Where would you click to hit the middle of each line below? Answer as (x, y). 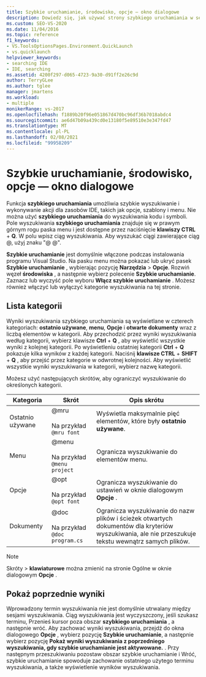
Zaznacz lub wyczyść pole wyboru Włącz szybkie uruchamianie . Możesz (101, 280)
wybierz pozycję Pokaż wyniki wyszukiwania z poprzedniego (86, 641)
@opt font (66, 501)
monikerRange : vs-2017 (35, 109)
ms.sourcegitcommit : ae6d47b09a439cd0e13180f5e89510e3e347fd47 (89, 120)
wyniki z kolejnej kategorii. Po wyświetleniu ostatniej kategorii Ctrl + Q (95, 347)
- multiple (20, 103)
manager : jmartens (30, 92)
